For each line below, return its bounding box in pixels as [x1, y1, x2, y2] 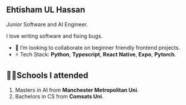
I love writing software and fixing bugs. [6, 32, 103, 40]
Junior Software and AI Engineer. [6, 20, 88, 28]
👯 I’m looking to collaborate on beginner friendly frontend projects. [14, 44, 181, 51]
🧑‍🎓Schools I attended [6, 70, 88, 80]
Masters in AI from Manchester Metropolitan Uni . [14, 86, 139, 94]
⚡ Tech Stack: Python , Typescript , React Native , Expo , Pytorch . [14, 50, 176, 58]
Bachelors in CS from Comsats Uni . [14, 92, 104, 100]
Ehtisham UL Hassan [6, 5, 85, 15]
